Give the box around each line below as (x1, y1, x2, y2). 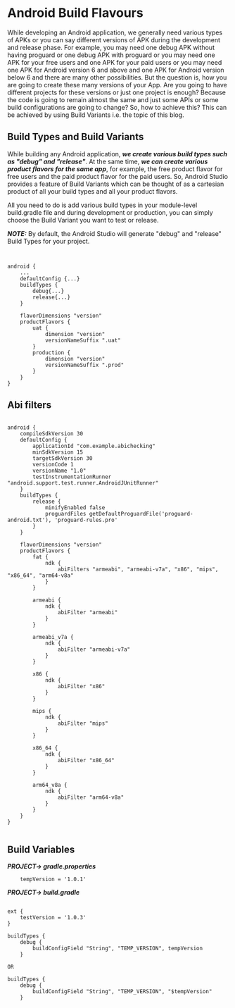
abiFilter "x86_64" (57, 757, 115, 764)
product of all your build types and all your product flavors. (7, 187, 178, 195)
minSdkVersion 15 (32, 449, 83, 456)
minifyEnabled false (44, 504, 106, 511)
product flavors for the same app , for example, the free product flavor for (7, 164, 223, 173)
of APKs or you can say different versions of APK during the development (7, 35, 220, 44)
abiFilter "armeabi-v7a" (57, 646, 131, 653)
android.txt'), (7, 516, 52, 523)
